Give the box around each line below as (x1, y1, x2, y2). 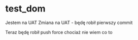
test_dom (5, 3, 46, 14)
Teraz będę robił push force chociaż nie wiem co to (5, 29, 113, 35)
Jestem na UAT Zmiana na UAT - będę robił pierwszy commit (5, 19, 133, 25)
